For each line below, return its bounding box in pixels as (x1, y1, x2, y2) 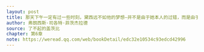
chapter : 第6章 (6, 31, 43, 37)
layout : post (6, 8, 39, 15)
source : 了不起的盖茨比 (6, 25, 60, 32)
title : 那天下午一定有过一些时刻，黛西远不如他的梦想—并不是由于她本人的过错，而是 (6, 14, 191, 20)
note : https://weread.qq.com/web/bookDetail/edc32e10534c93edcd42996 (6, 36, 186, 42)
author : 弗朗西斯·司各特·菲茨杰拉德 (6, 20, 88, 26)
